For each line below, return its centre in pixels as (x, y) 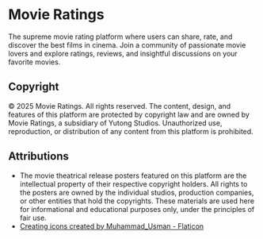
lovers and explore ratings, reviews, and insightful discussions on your (123, 53)
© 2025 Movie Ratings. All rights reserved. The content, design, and (120, 106)
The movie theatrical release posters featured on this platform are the (133, 175)
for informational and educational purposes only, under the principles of (137, 209)
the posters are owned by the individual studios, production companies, (137, 192)
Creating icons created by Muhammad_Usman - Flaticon (112, 226)
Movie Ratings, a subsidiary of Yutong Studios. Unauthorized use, (115, 123)
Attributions (39, 156)
